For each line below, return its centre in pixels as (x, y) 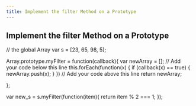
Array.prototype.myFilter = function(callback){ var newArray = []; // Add (94, 61)
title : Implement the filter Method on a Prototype (71, 12)
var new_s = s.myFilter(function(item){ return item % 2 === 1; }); (84, 97)
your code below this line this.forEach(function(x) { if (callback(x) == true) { (98, 68)
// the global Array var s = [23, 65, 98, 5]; (56, 50)
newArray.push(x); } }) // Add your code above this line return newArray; (94, 74)
